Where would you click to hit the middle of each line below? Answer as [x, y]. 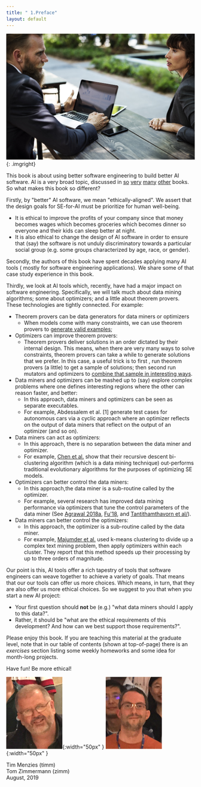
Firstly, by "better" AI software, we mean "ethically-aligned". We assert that [99, 200]
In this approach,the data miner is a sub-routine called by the [99, 488]
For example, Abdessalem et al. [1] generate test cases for [95, 412]
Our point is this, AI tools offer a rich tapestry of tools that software [89, 570]
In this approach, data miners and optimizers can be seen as [98, 399]
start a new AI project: [33, 595]
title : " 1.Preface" [32, 13]
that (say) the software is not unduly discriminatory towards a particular [103, 243]
